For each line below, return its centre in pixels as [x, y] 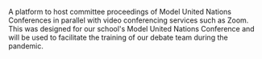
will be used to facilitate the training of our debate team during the [118, 37]
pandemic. [26, 46]
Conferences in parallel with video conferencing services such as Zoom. [129, 20]
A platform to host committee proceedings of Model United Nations [120, 12]
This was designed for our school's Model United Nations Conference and [132, 29]
